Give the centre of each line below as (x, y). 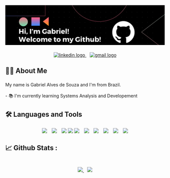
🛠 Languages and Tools (44, 114)
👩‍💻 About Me (26, 71)
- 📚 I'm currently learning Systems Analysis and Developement (71, 96)
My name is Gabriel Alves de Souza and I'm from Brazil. (63, 85)
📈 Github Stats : (31, 148)
